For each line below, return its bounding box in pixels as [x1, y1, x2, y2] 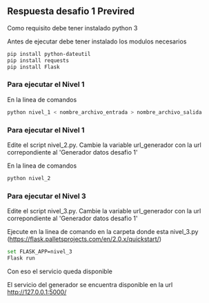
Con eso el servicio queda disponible [7, 267, 112, 275]
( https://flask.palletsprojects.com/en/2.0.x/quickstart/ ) [7, 235, 162, 244]
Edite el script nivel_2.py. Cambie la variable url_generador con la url [7, 141, 201, 149]
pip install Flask [7, 63, 60, 70]
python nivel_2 [7, 175, 51, 182]
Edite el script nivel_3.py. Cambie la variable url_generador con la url [7, 207, 201, 215]
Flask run [7, 255, 36, 262]
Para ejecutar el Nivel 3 [7, 191, 86, 201]
